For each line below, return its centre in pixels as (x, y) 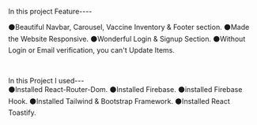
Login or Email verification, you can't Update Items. (92, 50)
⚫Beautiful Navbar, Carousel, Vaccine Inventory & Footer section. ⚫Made (129, 27)
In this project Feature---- (50, 11)
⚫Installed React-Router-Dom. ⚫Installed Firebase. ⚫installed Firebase (125, 89)
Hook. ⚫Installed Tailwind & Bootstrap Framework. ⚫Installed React (119, 101)
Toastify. (23, 112)
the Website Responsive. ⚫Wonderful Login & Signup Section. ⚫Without (127, 39)
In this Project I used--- (46, 81)
